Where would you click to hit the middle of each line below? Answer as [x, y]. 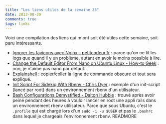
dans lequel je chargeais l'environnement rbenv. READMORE [75, 116]
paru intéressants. [24, 43]
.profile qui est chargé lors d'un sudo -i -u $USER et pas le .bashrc [83, 111]
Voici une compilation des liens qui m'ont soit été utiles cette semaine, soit [82, 38]
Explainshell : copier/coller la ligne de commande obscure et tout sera [84, 74]
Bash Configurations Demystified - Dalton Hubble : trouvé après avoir [84, 95]
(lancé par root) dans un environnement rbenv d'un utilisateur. [76, 90]
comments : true [21, 19]
